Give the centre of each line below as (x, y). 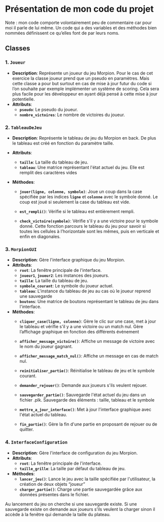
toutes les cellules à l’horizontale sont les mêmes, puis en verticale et (89, 231)
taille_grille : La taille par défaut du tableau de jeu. (72, 468)
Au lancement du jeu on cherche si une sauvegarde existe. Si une (71, 504)
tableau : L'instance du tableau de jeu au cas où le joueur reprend (85, 291)
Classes (18, 48)
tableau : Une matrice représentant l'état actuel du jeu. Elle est (82, 167)
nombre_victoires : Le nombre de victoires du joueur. (72, 115)
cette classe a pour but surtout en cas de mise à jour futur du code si (82, 83)
